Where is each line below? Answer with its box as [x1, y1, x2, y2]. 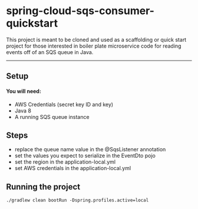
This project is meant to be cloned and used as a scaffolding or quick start [6, 36, 187, 43]
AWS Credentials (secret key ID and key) [14, 101, 114, 108]
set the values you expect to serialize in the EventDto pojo [14, 152, 156, 160]
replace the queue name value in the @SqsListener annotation [14, 146, 166, 153]
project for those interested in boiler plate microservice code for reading [6, 42, 181, 49]
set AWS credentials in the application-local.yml [14, 165, 131, 172]
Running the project [6, 181, 81, 192]
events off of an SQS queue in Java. [6, 48, 94, 55]
